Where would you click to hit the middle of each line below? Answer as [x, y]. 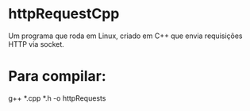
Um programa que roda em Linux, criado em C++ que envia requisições [126, 36]
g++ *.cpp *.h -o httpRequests [57, 98]
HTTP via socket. [37, 44]
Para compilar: [57, 77]
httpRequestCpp [64, 14]
